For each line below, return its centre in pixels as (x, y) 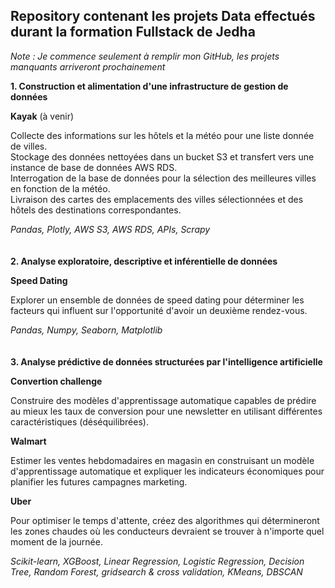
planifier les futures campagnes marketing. (99, 481)
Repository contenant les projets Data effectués (163, 16)
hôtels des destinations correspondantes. (96, 210)
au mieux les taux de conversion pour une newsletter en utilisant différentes (166, 411)
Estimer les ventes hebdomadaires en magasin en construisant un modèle (162, 460)
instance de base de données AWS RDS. (94, 167)
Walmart (28, 441)
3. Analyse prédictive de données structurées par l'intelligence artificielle (166, 361)
